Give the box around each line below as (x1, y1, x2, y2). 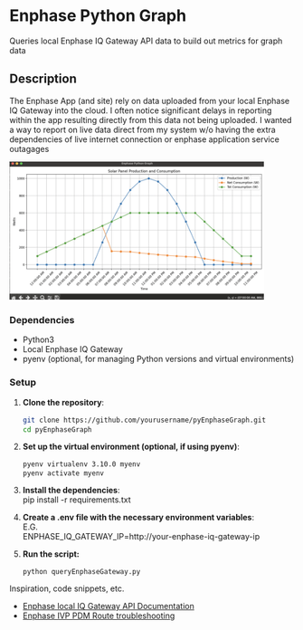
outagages (9, 143, 50, 154)
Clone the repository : (22, 396, 105, 407)
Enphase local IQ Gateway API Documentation (22, 601, 194, 612)
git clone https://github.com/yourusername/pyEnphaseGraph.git (22, 415, 267, 425)
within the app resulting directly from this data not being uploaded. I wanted (9, 114, 292, 125)
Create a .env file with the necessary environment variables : (22, 512, 255, 523)
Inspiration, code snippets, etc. (9, 583, 125, 594)
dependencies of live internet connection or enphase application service (9, 133, 280, 145)
